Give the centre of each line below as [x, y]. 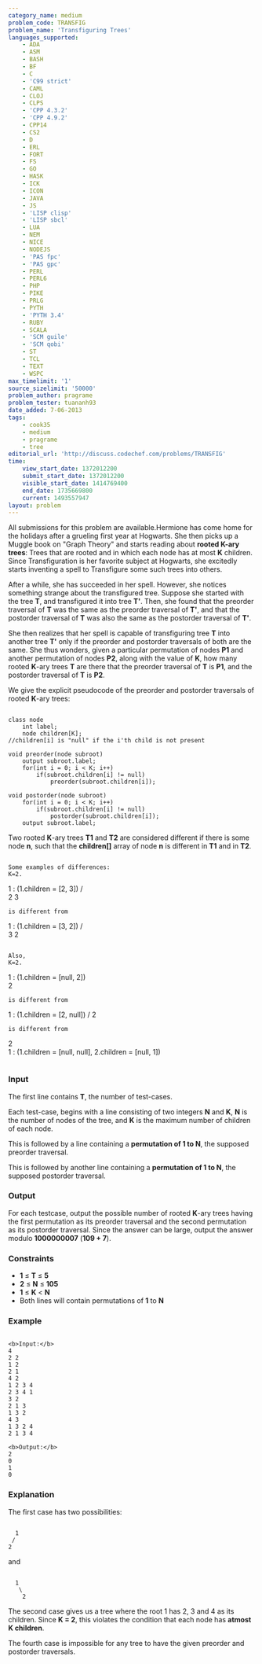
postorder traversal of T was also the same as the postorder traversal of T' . [130, 618]
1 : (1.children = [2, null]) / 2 [52, 1014]
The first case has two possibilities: [65, 1511]
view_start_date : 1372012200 [70, 469]
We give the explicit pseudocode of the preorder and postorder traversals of [131, 690]
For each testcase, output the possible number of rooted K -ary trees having [131, 1213]
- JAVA [33, 198]
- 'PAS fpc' [42, 256]
